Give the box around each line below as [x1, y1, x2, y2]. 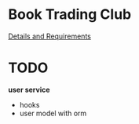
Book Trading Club [8, 5, 132, 24]
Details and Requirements [8, 31, 92, 41]
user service [8, 85, 50, 94]
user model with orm [19, 108, 87, 118]
